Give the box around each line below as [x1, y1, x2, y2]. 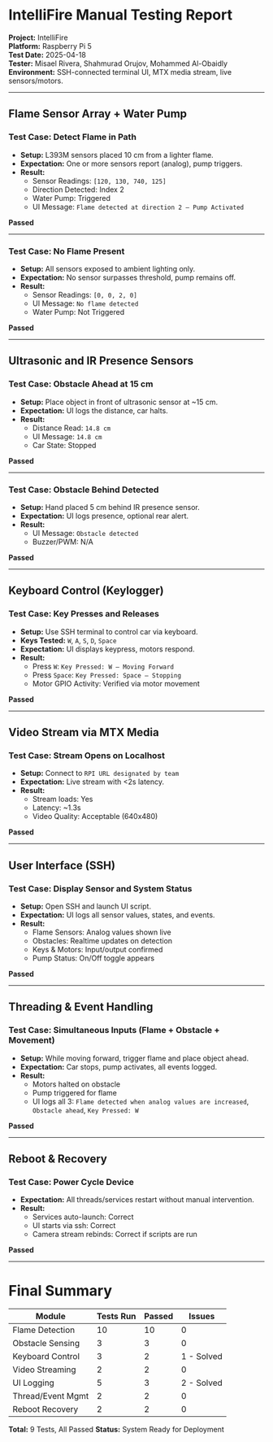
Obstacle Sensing [12, 1338, 80, 1349]
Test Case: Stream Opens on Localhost [8, 750, 165, 761]
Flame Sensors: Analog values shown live [32, 927, 172, 937]
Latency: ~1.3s [32, 803, 81, 812]
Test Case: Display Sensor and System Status [8, 882, 193, 894]
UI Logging [12, 1377, 54, 1388]
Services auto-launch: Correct [32, 1212, 134, 1222]
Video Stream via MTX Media [8, 725, 160, 739]
